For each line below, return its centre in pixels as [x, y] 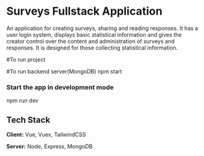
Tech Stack [28, 120]
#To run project [26, 59]
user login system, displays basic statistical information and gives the [94, 34]
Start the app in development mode [60, 87]
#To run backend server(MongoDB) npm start [64, 71]
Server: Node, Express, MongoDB [50, 147]
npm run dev [22, 101]
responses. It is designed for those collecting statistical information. [92, 48]
